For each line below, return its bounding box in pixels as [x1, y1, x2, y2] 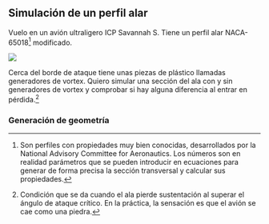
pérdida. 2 [8, 94, 40, 105]
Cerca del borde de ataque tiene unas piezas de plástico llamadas [8, 68, 226, 78]
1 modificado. [28, 36, 73, 47]
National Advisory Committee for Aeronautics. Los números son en [19, 149, 241, 158]
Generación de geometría [8, 115, 110, 126]
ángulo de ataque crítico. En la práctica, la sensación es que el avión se [19, 198, 256, 208]
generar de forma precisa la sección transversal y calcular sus [19, 166, 226, 175]
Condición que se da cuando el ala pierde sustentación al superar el [19, 190, 245, 199]
